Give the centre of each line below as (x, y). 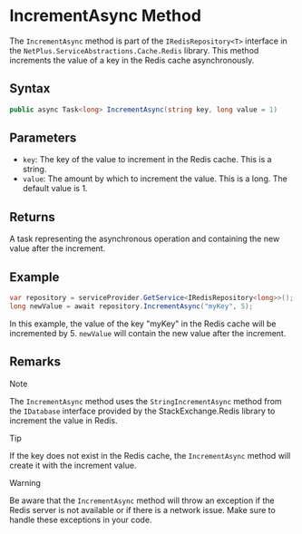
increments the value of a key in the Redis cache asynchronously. (132, 60)
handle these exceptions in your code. (81, 519)
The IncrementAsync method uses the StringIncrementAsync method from (146, 401)
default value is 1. (55, 189)
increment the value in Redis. (63, 420)
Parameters (43, 138)
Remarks (35, 362)
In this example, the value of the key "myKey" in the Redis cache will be (143, 324)
